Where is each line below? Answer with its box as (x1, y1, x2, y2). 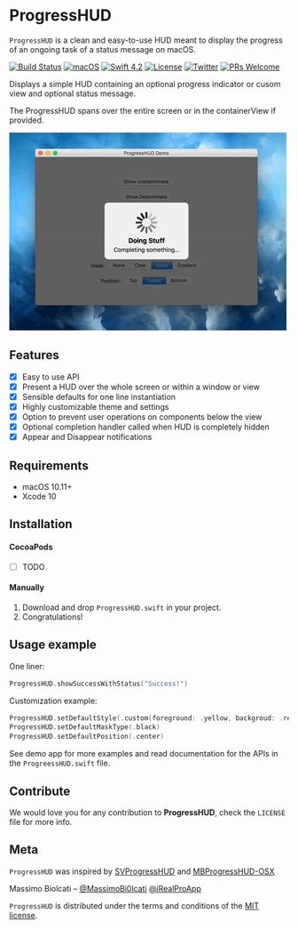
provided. (9, 115, 44, 125)
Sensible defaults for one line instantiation (21, 391, 176, 402)
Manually (9, 582, 44, 593)
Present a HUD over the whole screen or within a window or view (21, 381, 260, 392)
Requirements (9, 458, 89, 473)
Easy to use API (21, 371, 80, 382)
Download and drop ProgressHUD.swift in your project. (21, 602, 222, 613)
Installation (9, 517, 73, 532)
